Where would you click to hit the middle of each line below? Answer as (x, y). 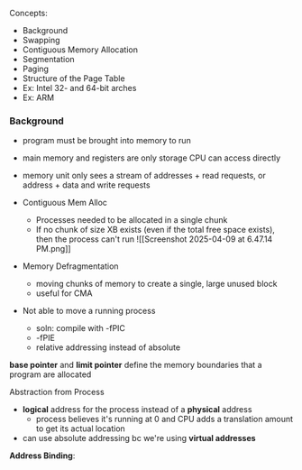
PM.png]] (53, 249)
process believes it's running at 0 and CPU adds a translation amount (165, 419)
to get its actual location (81, 429)
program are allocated (50, 374)
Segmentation (48, 59)
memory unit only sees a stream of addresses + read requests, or (144, 176)
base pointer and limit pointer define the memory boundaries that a (136, 365)
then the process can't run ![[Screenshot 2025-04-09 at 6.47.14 (154, 239)
